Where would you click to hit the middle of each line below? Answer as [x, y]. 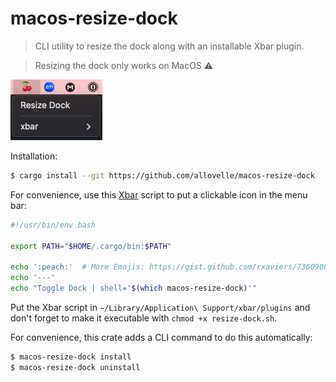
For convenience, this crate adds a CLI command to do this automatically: [161, 337]
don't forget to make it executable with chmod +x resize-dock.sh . [144, 318]
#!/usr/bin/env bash [53, 225]
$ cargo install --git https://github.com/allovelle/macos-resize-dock [162, 175]
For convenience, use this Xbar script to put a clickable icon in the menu [159, 194]
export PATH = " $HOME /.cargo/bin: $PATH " [91, 246]
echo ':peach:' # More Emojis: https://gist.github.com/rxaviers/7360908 [169, 267]
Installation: [34, 156]
